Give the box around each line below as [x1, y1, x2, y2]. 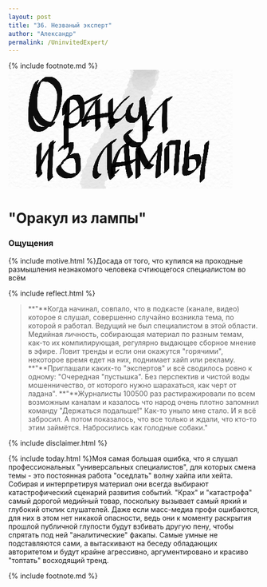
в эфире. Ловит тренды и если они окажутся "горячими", [27, 346, 223, 355]
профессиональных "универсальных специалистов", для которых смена [8, 462, 257, 471]
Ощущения [8, 238, 54, 249]
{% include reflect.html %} [8, 288, 96, 298]
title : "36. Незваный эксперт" [8, 21, 112, 30]
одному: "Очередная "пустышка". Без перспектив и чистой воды [27, 371, 250, 381]
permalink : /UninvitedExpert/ [8, 38, 109, 46]
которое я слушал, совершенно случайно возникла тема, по [27, 312, 234, 322]
